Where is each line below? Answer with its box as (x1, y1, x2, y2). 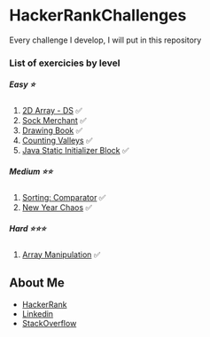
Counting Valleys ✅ (21, 135, 93, 145)
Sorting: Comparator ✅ (21, 192, 106, 202)
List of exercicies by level (9, 57, 121, 69)
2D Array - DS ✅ (21, 105, 82, 115)
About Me (9, 276, 65, 291)
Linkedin (21, 308, 54, 319)
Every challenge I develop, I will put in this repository (9, 35, 202, 45)
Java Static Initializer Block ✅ (21, 145, 129, 155)
